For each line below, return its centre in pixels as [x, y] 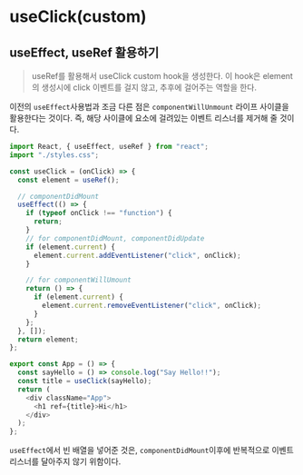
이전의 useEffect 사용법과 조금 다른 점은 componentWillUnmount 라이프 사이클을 [149, 107]
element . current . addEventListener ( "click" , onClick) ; [137, 255]
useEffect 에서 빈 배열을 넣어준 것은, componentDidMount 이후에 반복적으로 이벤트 [152, 450]
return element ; [48, 339]
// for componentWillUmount [78, 280]
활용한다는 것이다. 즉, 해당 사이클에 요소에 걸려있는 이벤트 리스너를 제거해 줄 [144, 118]
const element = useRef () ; [68, 180]
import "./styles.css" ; [54, 155]
